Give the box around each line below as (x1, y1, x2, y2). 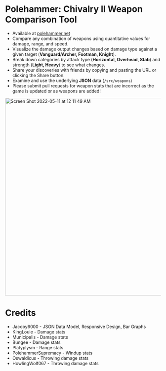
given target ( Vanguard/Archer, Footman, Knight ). (12, 51, 116, 57)
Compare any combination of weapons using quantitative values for (12, 36, 151, 41)
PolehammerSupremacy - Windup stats (12, 350, 93, 356)
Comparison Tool (5, 14, 78, 25)
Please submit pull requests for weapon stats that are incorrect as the (12, 82, 154, 88)
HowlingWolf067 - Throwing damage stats (12, 360, 99, 366)
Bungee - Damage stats (12, 339, 61, 345)
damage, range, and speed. (12, 41, 69, 46)
